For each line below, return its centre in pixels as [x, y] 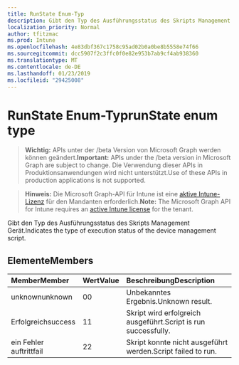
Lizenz [34, 202]
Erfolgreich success [43, 322]
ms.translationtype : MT [43, 60]
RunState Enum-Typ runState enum [113, 115]
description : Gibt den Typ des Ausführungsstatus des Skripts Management [119, 21]
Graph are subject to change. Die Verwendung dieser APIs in [113, 165]
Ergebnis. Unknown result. [169, 302]
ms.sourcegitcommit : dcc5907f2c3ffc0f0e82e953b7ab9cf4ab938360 [103, 54]
